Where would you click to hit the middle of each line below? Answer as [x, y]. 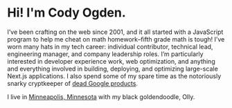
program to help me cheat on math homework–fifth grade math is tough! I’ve [116, 39]
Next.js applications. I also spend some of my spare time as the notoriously [114, 76]
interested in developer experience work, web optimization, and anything [111, 61]
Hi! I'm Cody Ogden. [66, 13]
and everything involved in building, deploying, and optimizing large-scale [113, 69]
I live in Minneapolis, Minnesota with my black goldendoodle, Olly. [101, 97]
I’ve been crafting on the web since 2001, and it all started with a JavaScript [115, 32]
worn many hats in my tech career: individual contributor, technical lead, [110, 46]
